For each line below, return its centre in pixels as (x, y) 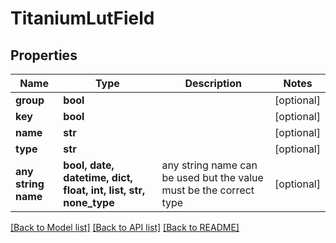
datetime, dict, (98, 177)
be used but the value (212, 177)
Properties (44, 55)
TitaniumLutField (82, 18)
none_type (89, 202)
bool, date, (89, 165)
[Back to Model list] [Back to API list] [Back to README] (125, 227)
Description (213, 83)
